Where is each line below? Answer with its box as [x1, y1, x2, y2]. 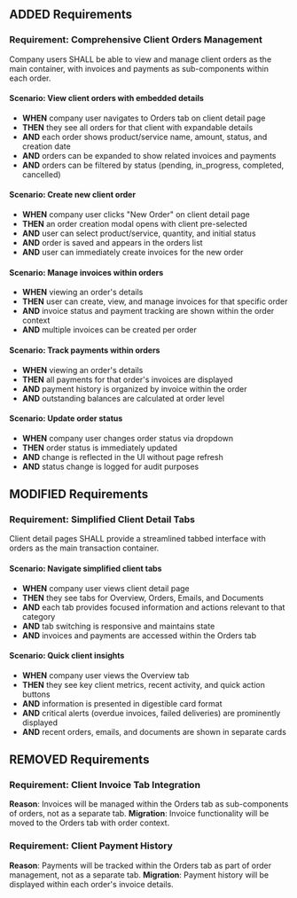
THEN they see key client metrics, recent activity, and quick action [21, 679, 266, 690]
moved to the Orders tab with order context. [9, 817, 170, 828]
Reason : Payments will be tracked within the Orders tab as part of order [9, 860, 272, 871]
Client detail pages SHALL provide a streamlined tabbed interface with [9, 534, 266, 544]
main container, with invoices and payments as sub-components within [9, 63, 269, 74]
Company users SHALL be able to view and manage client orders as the [9, 53, 272, 65]
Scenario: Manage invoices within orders [9, 267, 164, 277]
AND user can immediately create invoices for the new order [21, 247, 244, 258]
